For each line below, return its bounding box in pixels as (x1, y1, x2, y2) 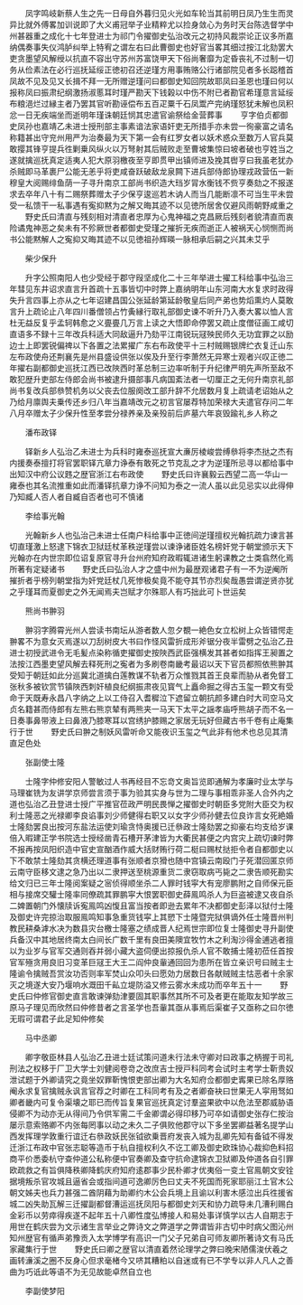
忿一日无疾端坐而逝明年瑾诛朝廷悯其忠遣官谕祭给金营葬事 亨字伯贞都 (9, 109, 280, 120)
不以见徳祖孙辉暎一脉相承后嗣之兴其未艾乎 (111, 234, 271, 244)
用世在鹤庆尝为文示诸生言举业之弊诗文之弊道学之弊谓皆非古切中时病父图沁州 (9, 1221, 294, 1232)
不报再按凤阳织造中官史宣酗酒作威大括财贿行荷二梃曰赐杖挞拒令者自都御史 (9, 844, 286, 854)
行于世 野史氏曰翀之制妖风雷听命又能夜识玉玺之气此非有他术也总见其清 (9, 727, 289, 737)
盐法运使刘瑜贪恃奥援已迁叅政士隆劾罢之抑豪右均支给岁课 (79, 821, 294, 831)
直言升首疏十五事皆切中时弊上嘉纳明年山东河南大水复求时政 (64, 284, 286, 294)
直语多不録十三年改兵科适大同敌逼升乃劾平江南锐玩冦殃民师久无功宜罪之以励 (9, 329, 294, 339)
